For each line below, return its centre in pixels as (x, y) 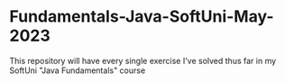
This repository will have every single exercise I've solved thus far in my (143, 60)
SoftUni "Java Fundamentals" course (78, 70)
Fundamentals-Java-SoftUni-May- (142, 17)
